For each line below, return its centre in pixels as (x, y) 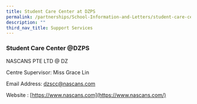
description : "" (26, 22)
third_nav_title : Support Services (50, 28)
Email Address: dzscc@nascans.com (51, 84)
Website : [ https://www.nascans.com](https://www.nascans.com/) (86, 95)
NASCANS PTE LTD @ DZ (37, 61)
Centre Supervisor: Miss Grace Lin (48, 72)
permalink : (19, 17)
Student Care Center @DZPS (48, 48)
